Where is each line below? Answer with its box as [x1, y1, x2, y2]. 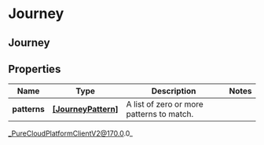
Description [151, 85, 196, 96]
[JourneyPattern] [52, 103, 119, 114]
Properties [8, 62, 61, 75]
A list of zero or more [126, 99, 204, 110]
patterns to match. [126, 109, 194, 120]
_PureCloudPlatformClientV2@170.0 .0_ [8, 129, 134, 138]
